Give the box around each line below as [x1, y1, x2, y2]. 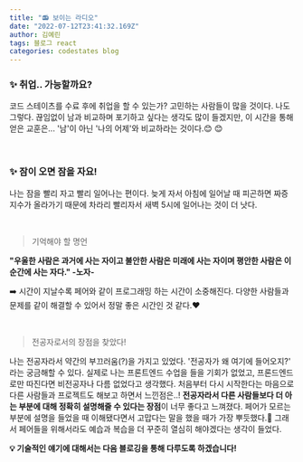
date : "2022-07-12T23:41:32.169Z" [9, 22, 140, 31]
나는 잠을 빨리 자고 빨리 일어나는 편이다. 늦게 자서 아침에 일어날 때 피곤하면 [9, 187, 272, 199]
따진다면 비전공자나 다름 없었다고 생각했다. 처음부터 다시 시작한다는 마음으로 [25, 378, 295, 389]
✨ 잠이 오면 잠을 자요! [9, 165, 98, 178]
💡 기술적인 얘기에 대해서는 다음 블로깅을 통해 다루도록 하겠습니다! [9, 442, 237, 453]
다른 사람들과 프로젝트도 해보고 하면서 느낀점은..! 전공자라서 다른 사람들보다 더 [9, 390, 283, 401]
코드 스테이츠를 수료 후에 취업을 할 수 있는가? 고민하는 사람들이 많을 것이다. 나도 [9, 100, 291, 111]
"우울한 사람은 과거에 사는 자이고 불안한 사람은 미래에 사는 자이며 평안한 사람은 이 [9, 255, 292, 266]
